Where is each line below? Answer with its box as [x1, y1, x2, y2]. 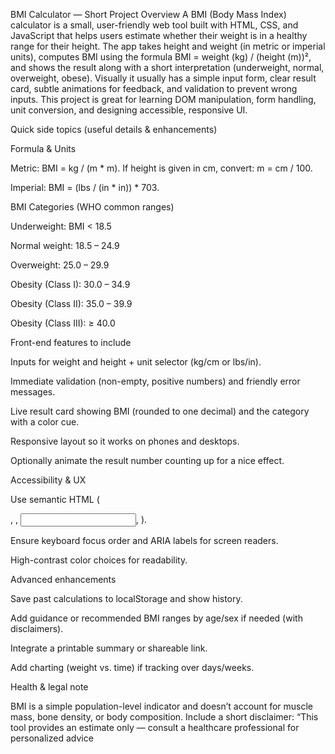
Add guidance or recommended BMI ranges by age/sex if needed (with [10, 612, 303, 624]
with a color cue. [10, 416, 80, 428]
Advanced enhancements [10, 574, 117, 585]
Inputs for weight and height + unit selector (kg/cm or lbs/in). [10, 356, 262, 368]
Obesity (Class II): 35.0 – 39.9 [10, 298, 133, 309]
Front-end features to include [10, 337, 132, 348]
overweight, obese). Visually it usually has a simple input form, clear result [10, 72, 317, 84]
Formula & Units [10, 143, 77, 154]
